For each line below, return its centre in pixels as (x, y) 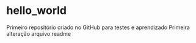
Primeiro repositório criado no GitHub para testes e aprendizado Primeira (98, 27)
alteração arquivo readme (39, 33)
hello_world (37, 11)
